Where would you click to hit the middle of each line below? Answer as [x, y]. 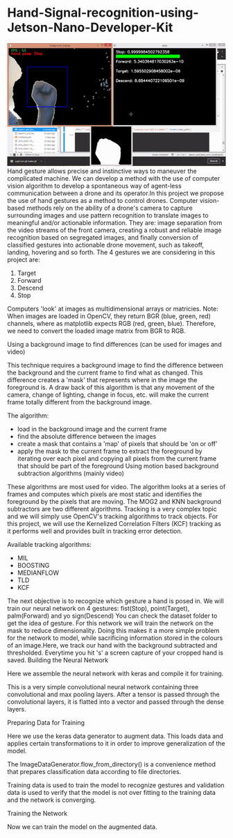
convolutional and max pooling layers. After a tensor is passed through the [113, 695]
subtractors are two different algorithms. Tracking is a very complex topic [112, 509]
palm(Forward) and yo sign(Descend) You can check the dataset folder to [112, 616]
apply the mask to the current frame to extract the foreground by [110, 451]
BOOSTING [33, 566]
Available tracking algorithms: [50, 545]
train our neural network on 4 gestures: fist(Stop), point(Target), [98, 609]
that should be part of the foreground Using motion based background [118, 466]
